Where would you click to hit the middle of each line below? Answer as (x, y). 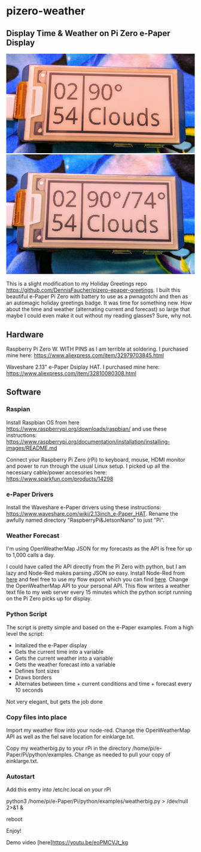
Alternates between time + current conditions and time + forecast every (103, 683)
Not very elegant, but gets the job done (55, 701)
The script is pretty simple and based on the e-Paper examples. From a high (100, 627)
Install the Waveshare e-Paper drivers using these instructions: (84, 507)
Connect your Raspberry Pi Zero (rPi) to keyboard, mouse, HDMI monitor (96, 459)
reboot (14, 819)
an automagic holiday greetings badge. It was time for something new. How (99, 303)
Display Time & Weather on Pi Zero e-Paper (88, 33)
